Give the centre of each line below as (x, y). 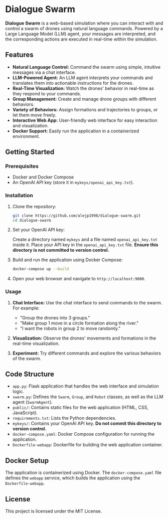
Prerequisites (22, 166)
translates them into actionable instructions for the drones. (73, 83)
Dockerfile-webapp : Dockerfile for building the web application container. (88, 445)
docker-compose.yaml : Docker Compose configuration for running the (83, 434)
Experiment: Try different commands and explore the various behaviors (87, 353)
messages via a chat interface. (44, 72)
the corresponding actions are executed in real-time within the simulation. (81, 39)
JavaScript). (25, 413)
